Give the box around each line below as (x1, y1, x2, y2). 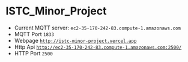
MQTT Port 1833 (14, 30, 55, 37)
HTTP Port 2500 (14, 49, 53, 57)
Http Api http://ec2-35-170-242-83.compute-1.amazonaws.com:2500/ (14, 43, 182, 51)
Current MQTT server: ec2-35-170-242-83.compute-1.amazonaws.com (14, 24, 181, 31)
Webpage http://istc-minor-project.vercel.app (14, 37, 137, 44)
